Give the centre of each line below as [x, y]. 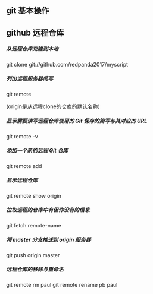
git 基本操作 [28, 11]
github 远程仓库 [35, 32]
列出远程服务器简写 [30, 78]
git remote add [24, 166]
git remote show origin [34, 195]
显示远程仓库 [22, 181]
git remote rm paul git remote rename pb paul [62, 284]
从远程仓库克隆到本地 [32, 49]
